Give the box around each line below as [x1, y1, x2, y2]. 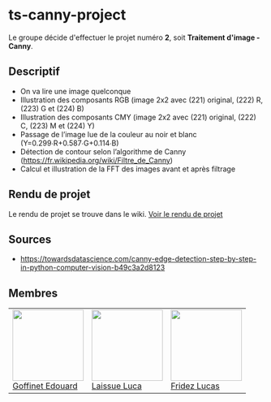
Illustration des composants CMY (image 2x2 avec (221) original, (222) [19, 112, 257, 122]
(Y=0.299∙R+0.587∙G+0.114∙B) [19, 138, 119, 148]
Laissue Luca [92, 380, 142, 391]
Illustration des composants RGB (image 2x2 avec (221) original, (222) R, [19, 95, 264, 105]
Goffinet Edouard [12, 380, 78, 391]
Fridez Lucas [170, 380, 221, 391]
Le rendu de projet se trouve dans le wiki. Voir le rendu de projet [8, 209, 223, 218]
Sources [8, 232, 52, 246]
